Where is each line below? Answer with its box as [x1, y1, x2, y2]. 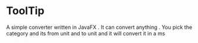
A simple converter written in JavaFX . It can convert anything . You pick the [6, 24, 193, 31]
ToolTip [6, 4, 45, 18]
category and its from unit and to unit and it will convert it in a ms [6, 29, 165, 37]
